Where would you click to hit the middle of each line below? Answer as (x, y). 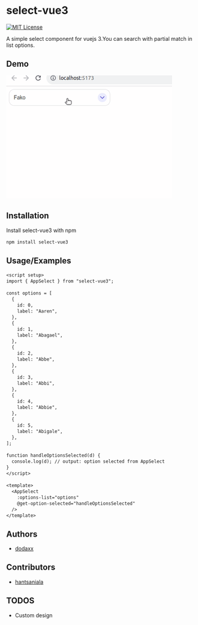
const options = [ (29, 293)
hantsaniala (29, 582)
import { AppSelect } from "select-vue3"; (60, 281)
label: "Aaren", (37, 311)
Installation (28, 216)
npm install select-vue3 (37, 242)
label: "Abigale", (40, 431)
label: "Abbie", (37, 407)
